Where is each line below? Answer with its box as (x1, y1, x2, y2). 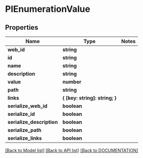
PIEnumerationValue (5, 3, 90, 15)
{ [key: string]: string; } (62, 95, 117, 101)
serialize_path (7, 127, 42, 133)
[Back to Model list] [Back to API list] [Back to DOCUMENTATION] (5, 148, 139, 153)
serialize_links (7, 135, 42, 142)
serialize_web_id (7, 103, 48, 109)
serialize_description (7, 119, 58, 125)
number (62, 78, 81, 85)
